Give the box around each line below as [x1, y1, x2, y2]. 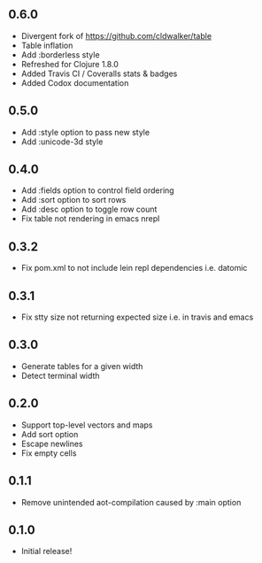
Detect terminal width [20, 370, 100, 381]
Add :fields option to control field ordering [20, 185, 174, 196]
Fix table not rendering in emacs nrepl [20, 213, 160, 224]
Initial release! [20, 546, 73, 557]
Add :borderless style [20, 49, 100, 60]
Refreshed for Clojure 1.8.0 [20, 58, 119, 69]
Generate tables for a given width [20, 360, 143, 371]
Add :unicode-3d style [20, 136, 104, 147]
